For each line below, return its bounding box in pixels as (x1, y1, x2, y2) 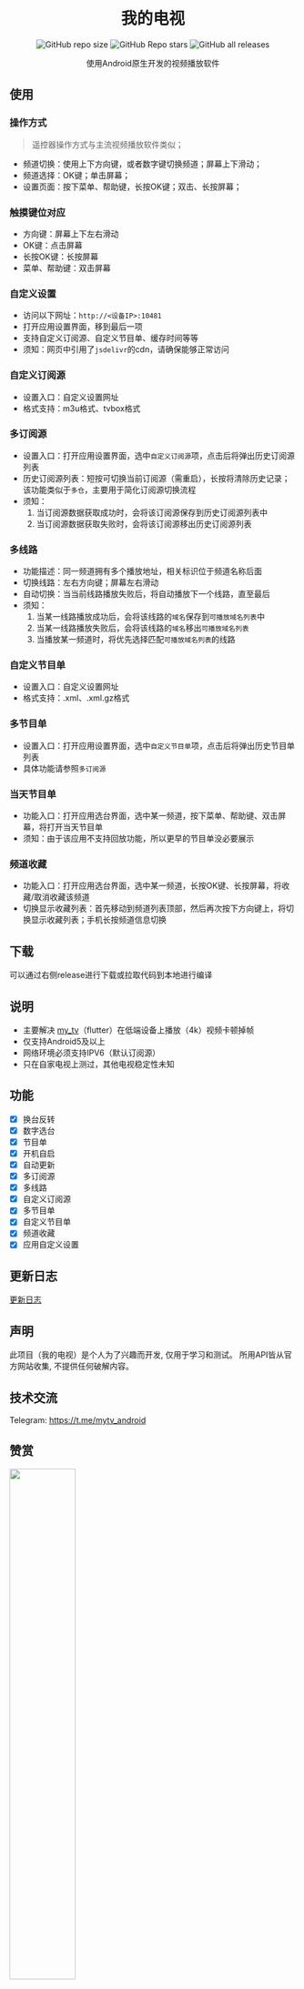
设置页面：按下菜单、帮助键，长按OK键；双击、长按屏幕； (22, 181, 242, 192)
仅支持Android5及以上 (22, 1035, 106, 1046)
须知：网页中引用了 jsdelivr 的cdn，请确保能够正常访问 (22, 344, 229, 355)
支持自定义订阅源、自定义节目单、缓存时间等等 (22, 333, 198, 344)
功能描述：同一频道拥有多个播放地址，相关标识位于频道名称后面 (22, 566, 262, 577)
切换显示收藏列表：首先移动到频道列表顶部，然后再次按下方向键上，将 (22, 903, 287, 914)
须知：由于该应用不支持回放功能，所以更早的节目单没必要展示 (22, 833, 255, 843)
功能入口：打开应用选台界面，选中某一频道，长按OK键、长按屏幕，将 (22, 880, 282, 892)
